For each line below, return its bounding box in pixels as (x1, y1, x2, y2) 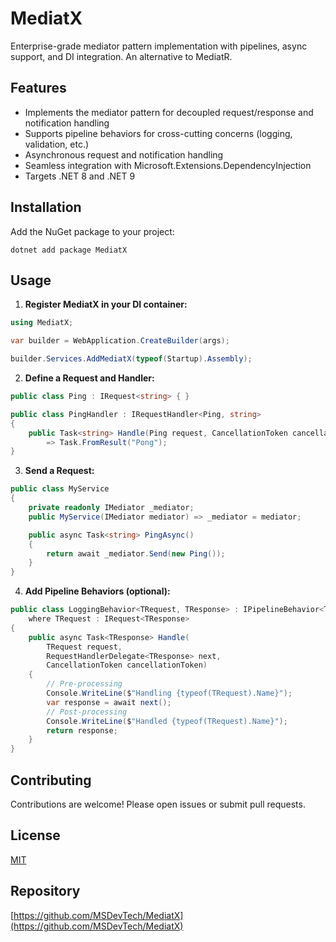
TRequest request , (46, 642, 123, 652)
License (10, 827, 61, 844)
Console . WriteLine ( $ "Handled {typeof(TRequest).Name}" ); (46, 716, 288, 726)
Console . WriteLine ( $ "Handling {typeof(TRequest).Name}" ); (46, 688, 293, 698)
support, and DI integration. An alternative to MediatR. (10, 50, 233, 62)
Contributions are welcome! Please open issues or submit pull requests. (10, 798, 306, 810)
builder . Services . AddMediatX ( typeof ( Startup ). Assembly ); (10, 354, 253, 364)
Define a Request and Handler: (24, 372, 155, 384)
